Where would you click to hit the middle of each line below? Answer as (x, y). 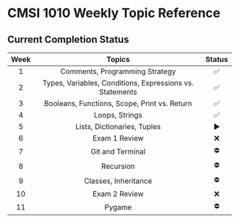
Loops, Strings (118, 115)
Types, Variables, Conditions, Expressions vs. (118, 83)
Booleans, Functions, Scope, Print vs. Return (118, 103)
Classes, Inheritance (118, 181)
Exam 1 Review (118, 138)
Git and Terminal (118, 151)
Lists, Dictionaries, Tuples (118, 126)
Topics (118, 59)
